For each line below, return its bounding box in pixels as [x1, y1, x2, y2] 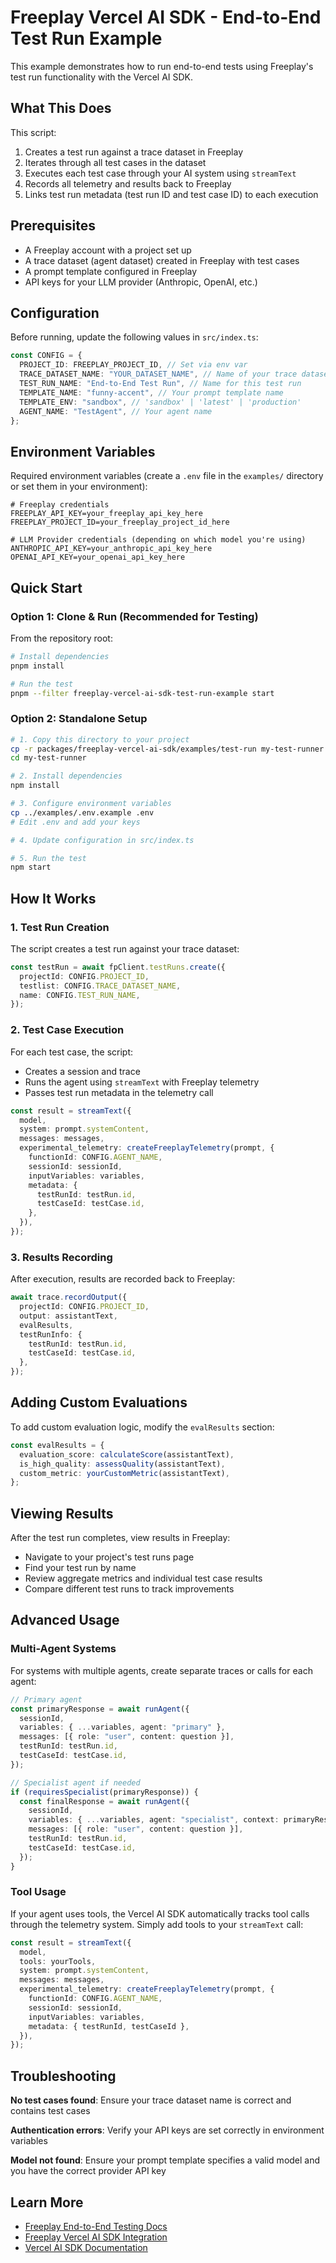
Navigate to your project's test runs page [24, 1551, 195, 1563]
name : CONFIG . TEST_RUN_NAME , [19, 990, 141, 1000]
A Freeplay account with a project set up [24, 244, 192, 256]
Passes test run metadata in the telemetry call [24, 1086, 214, 1098]
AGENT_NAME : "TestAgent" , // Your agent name [19, 406, 213, 416]
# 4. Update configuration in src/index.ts [10, 835, 195, 845]
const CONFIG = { [10, 351, 83, 361]
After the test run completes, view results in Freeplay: [10, 1532, 231, 1544]
